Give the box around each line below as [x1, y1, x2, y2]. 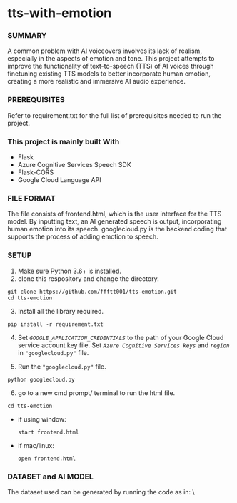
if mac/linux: [17, 441, 55, 449]
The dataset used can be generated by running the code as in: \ [7, 487, 195, 496]
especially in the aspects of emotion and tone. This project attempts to [7, 54, 215, 63]
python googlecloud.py [7, 376, 75, 383]
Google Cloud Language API [17, 176, 101, 184]
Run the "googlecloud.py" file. [17, 362, 106, 371]
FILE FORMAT [7, 194, 56, 203]
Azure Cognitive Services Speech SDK [17, 161, 132, 169]
